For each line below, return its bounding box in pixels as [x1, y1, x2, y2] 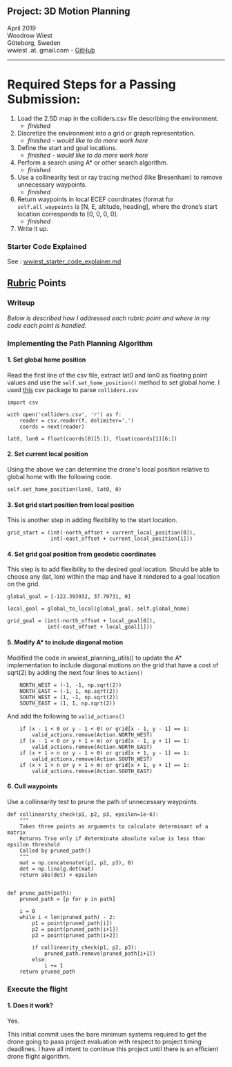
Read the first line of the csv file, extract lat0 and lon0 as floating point [7, 371, 208, 379]
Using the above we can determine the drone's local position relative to [7, 465, 210, 474]
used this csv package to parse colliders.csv [7, 385, 139, 393]
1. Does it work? [7, 1001, 54, 1010]
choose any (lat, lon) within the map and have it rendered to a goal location [7, 573, 220, 581]
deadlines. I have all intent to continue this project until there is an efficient [7, 1045, 219, 1053]
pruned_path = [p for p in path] [19, 896, 116, 902]
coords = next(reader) [19, 423, 85, 430]
